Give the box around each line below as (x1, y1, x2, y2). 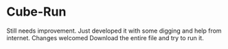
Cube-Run (6, 4, 67, 20)
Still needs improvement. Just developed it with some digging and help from (6, 27, 222, 35)
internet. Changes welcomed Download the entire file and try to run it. (6, 33, 204, 42)
